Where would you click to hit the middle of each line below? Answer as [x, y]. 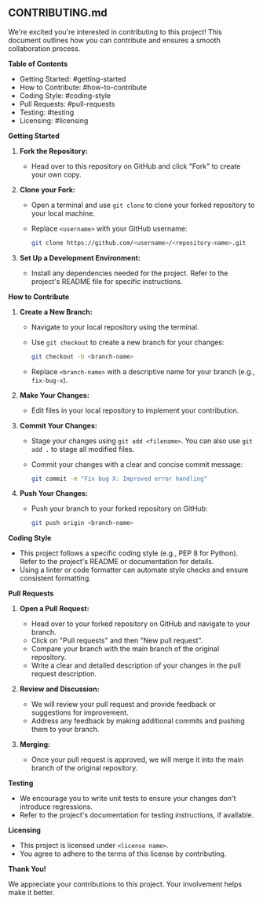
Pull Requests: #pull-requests [67, 104]
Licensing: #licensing [54, 120]
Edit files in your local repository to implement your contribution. [135, 410]
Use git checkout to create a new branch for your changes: [128, 342]
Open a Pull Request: [54, 609]
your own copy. [56, 174]
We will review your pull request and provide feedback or [123, 705]
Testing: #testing [47, 112]
